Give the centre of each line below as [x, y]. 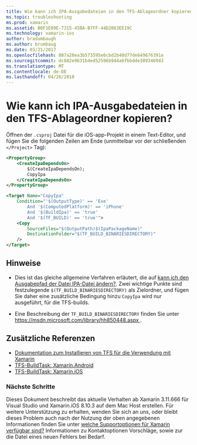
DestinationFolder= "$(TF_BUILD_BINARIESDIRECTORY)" [92, 234]
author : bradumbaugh [31, 39]
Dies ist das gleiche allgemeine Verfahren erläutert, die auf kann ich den [102, 277]
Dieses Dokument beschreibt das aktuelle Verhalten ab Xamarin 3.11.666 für [97, 399]
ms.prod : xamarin [27, 22]
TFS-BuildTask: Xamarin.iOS [49, 371]
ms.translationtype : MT [35, 66]
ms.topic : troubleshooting [39, 17]
